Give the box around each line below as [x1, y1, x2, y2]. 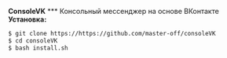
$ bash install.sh [8, 44, 68, 52]
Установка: [8, 15, 47, 24]
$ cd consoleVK [8, 36, 58, 45]
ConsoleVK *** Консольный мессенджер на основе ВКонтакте [8, 7, 220, 15]
